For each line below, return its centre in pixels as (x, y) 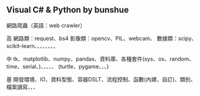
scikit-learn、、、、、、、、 (33, 46)
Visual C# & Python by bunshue (68, 10)
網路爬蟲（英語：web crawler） (46, 25)
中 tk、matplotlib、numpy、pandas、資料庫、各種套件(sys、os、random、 (101, 59)
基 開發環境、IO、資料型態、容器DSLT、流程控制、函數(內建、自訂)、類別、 (101, 79)
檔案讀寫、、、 (22, 87)
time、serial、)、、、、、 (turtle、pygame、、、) (58, 66)
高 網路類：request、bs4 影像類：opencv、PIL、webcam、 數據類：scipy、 (102, 38)
